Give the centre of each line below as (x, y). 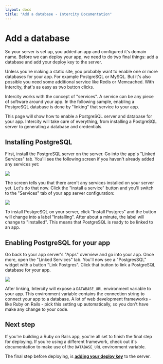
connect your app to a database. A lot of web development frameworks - (78, 299)
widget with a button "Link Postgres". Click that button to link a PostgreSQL (80, 265)
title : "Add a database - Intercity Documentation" (58, 14)
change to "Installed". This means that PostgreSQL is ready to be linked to (79, 222)
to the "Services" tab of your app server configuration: (60, 193)
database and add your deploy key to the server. (54, 62)
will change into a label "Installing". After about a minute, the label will (75, 217)
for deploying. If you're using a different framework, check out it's (71, 342)
